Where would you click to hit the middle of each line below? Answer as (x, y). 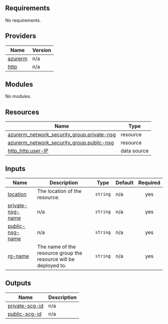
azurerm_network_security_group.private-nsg (62, 134)
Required (149, 183)
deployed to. (52, 265)
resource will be (56, 259)
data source (135, 151)
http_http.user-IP (28, 151)
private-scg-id (25, 305)
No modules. (18, 96)
